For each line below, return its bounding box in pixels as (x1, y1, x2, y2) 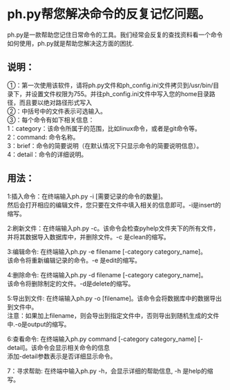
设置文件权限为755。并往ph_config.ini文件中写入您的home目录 (30, 89, 209, 98)
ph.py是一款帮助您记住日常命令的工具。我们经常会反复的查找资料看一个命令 (7, 30, 223, 39)
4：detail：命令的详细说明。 (7, 150, 88, 158)
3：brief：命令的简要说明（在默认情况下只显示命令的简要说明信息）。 (7, 141, 203, 149)
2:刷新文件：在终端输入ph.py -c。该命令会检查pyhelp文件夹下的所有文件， (7, 224, 220, 232)
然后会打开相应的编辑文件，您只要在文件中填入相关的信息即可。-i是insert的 (7, 201, 222, 209)
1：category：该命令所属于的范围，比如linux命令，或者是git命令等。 (7, 124, 202, 132)
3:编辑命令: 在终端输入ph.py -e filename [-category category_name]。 (7, 247, 207, 256)
